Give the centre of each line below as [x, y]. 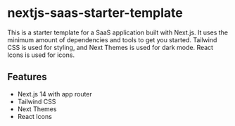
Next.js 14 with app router [55, 94]
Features [27, 77]
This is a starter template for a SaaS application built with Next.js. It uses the [118, 32]
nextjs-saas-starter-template [95, 13]
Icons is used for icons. [41, 55]
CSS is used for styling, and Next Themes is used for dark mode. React [110, 47]
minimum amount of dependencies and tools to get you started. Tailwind [112, 39]
